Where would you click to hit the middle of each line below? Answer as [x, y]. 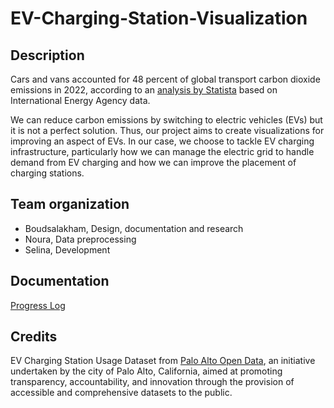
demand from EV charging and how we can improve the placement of [153, 162]
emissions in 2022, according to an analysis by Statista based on [144, 90]
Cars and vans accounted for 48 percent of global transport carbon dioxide [165, 79]
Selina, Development [67, 249]
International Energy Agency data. [80, 100]
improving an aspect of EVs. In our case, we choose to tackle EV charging [162, 141]
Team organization [70, 204]
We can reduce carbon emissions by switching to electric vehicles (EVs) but [166, 120]
